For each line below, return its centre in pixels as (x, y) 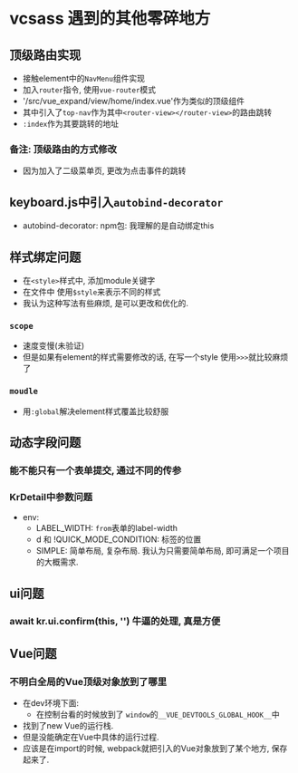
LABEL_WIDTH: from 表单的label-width (107, 528)
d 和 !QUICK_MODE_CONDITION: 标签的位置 (119, 539)
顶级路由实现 (45, 55)
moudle (24, 391)
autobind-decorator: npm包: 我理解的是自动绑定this (118, 226)
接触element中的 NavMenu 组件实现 (83, 78)
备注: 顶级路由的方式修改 (63, 149)
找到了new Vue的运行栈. (68, 726)
